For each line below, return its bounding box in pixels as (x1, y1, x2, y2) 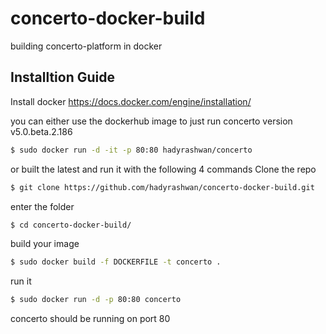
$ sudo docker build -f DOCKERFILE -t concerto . (10, 257, 222, 267)
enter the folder (10, 200, 75, 212)
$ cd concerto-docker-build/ (10, 220, 132, 230)
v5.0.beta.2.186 (10, 125, 73, 137)
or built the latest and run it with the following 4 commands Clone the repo (10, 163, 317, 175)
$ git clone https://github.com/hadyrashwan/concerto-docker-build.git (10, 182, 315, 192)
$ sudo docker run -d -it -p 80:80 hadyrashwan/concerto (10, 145, 253, 155)
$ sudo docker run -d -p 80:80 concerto (10, 295, 182, 305)
